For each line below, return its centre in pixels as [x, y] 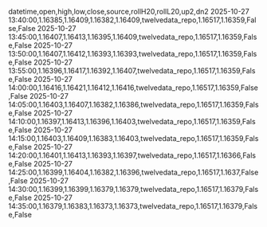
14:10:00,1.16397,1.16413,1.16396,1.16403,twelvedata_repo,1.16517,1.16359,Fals [132, 121]
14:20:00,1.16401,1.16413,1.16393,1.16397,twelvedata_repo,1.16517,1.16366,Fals [132, 155]
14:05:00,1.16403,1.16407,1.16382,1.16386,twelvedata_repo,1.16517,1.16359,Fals [133, 104]
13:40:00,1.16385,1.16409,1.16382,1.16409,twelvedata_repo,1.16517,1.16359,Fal [132, 20]
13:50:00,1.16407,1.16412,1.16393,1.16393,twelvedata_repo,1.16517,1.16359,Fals [133, 54]
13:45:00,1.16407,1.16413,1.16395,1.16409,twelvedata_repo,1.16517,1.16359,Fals [133, 37]
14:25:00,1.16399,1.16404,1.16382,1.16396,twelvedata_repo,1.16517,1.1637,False [133, 172]
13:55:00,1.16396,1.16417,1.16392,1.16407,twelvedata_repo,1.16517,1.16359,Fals [132, 70]
